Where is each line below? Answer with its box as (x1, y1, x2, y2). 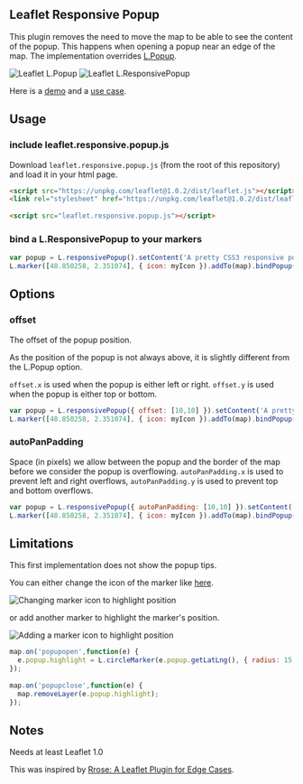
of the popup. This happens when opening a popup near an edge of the (9, 41, 276, 51)
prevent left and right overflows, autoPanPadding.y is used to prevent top (9, 475, 279, 486)
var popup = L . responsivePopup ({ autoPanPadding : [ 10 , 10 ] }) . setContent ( (9, 502, 293, 511)
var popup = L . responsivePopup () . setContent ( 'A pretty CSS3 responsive (9, 253, 284, 263)
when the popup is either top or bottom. (9, 388, 158, 399)
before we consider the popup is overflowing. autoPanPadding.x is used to (9, 465, 284, 477)
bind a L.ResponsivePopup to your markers (9, 232, 203, 245)
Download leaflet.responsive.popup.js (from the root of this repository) (9, 159, 281, 170)
